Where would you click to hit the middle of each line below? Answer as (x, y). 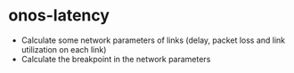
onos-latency (59, 16)
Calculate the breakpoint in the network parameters (116, 59)
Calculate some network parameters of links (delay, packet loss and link (153, 40)
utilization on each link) (64, 49)
